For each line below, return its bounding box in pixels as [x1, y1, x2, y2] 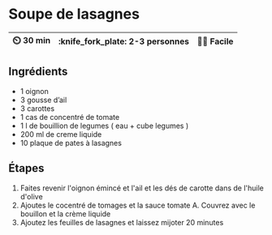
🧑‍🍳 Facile [196, 36, 234, 47]
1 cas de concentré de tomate [19, 112, 120, 122]
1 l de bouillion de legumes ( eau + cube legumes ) [19, 121, 189, 130]
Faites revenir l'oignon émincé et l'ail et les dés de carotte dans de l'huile [19, 183, 264, 193]
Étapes [8, 161, 45, 175]
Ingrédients [8, 65, 68, 79]
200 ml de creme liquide [19, 129, 102, 139]
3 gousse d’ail [19, 95, 67, 105]
